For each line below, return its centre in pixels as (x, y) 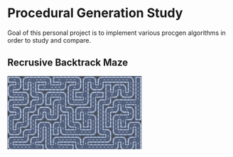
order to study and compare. (49, 40)
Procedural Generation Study (95, 13)
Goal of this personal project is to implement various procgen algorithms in (116, 33)
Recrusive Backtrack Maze (68, 63)
